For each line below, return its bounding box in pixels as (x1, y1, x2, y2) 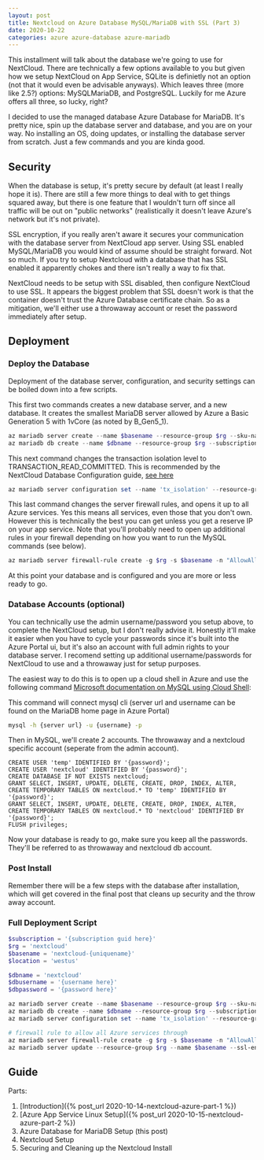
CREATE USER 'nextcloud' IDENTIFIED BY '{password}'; (8, 765, 189, 774)
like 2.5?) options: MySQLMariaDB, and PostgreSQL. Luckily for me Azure (8, 88, 246, 98)
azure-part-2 (19, 1118, 62, 1128)
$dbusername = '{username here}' (8, 978, 118, 987)
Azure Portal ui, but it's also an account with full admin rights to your (8, 642, 230, 651)
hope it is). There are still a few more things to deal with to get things (8, 190, 230, 199)
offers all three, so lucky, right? (8, 97, 108, 106)
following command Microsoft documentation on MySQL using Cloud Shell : (8, 682, 251, 691)
